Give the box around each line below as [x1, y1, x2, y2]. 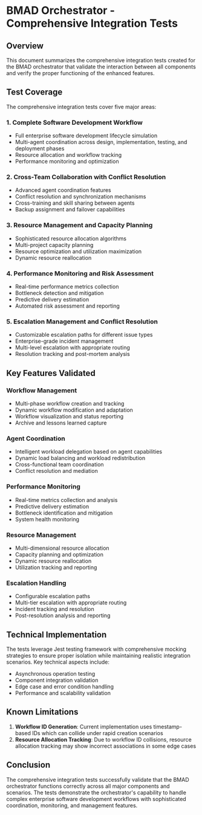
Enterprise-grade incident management [15, 337, 114, 345]
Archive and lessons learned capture [15, 419, 107, 426]
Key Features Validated [6, 368, 96, 378]
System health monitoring [15, 515, 80, 523]
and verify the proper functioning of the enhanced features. [6, 70, 155, 76]
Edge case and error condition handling [15, 682, 114, 690]
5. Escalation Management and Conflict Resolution [6, 317, 158, 326]
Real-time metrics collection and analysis [15, 496, 118, 503]
